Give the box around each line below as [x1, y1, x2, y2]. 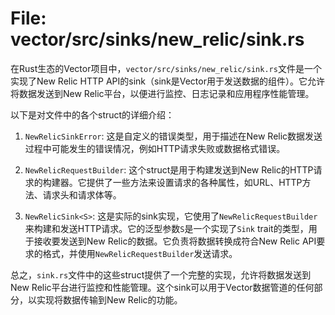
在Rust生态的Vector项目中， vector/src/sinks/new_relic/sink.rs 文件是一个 [10, 62, 322, 74]
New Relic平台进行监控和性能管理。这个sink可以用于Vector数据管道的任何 [10, 281, 315, 293]
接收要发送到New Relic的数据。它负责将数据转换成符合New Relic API [33, 235, 317, 247]
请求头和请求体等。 [42, 188, 122, 201]
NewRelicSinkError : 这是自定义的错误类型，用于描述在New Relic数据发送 [24, 130, 323, 142]
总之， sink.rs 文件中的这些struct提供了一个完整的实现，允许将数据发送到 [10, 268, 312, 281]
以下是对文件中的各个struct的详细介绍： [10, 108, 175, 121]
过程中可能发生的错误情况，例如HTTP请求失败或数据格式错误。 [24, 142, 286, 154]
